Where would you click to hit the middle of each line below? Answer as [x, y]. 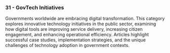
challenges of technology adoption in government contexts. [68, 45]
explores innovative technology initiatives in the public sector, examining [81, 24]
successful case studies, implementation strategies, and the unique [75, 40]
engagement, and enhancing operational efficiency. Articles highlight [77, 35]
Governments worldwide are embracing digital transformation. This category [85, 19]
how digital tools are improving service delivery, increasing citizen [74, 29]
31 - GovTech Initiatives [35, 8]
